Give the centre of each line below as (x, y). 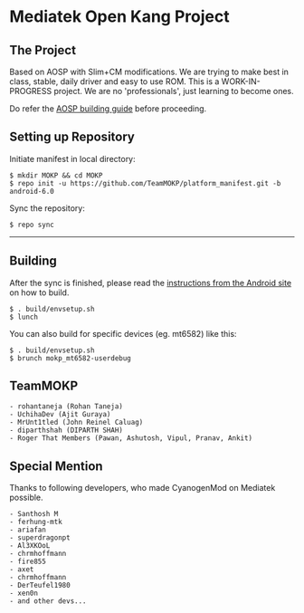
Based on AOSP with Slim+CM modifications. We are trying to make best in (149, 72)
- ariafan (28, 530)
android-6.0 (32, 191)
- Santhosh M (34, 514)
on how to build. (39, 292)
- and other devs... (48, 601)
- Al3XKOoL (30, 546)
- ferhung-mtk (36, 522)
